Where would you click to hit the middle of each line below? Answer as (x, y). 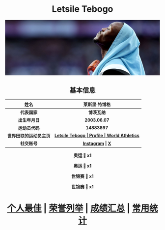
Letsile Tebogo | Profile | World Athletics (97, 136)
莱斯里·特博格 (97, 104)
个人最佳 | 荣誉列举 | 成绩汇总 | (69, 208)
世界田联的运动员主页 (29, 136)
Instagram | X (97, 143)
